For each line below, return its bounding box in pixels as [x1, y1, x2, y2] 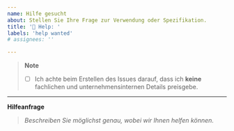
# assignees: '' [7, 36, 54, 43]
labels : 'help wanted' [7, 29, 73, 37]
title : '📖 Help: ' [7, 23, 61, 30]
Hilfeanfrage [7, 102, 45, 111]
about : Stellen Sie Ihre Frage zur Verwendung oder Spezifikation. [7, 17, 208, 24]
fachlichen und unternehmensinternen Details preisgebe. [34, 83, 198, 91]
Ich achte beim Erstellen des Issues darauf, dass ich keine [34, 75, 202, 84]
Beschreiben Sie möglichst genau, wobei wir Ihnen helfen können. [24, 116, 214, 125]
